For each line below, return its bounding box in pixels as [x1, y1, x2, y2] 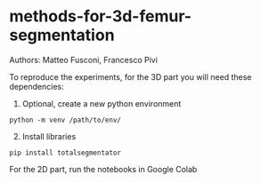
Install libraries [21, 131, 77, 141]
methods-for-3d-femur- [9, 6, 192, 27]
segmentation [9, 25, 115, 45]
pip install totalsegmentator [9, 148, 122, 157]
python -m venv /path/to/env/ [9, 115, 122, 124]
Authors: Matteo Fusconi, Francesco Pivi [9, 54, 159, 65]
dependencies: [9, 81, 64, 91]
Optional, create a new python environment [21, 98, 182, 108]
